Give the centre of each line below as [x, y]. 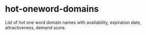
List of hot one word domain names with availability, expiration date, [73, 22]
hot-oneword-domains [52, 9]
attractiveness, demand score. [36, 27]
